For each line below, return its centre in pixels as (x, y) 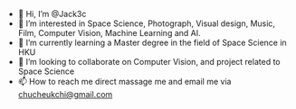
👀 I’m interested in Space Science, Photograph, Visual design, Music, (147, 23)
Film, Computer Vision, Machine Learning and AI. (109, 33)
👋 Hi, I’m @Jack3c (52, 14)
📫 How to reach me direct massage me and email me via (124, 82)
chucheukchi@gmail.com (65, 94)
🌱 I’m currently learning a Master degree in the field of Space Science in (152, 42)
